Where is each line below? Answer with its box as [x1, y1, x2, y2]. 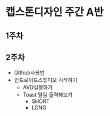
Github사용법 [14, 69, 45, 77]
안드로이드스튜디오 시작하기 [14, 77, 78, 84]
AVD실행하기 [22, 84, 53, 91]
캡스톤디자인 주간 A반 [5, 5, 104, 19]
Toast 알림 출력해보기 [22, 91, 73, 98]
